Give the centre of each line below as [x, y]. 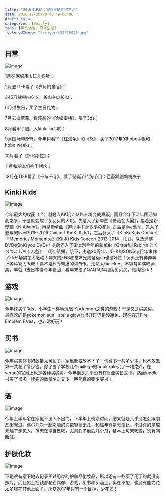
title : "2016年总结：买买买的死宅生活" [41, 10]
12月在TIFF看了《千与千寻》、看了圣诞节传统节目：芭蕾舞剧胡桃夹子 [73, 176]
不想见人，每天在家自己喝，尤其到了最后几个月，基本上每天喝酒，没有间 [87, 431]
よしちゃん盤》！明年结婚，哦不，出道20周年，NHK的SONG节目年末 [83, 251]
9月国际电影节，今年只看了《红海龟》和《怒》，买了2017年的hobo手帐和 [78, 139]
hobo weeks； [20, 145]
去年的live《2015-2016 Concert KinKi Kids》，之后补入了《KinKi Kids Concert [82, 232]
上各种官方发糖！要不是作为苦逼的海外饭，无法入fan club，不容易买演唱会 [80, 264]
